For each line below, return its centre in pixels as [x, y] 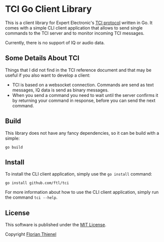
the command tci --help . [31, 197]
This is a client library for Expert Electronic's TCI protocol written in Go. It [79, 23]
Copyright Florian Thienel [31, 234]
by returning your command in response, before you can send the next [84, 100]
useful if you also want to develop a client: [48, 75]
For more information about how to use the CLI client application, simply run [82, 192]
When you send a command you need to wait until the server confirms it [85, 95]
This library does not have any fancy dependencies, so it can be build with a [82, 133]
